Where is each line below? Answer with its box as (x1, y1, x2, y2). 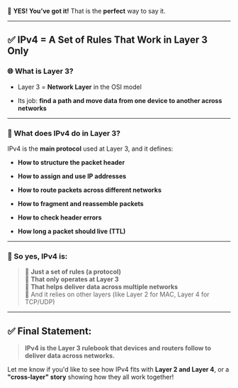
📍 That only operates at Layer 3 (24, 275, 119, 284)
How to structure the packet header (17, 158, 125, 166)
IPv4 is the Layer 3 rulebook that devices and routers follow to (24, 344, 211, 352)
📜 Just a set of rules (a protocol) (24, 267, 122, 276)
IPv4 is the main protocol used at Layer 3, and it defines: (7, 144, 174, 153)
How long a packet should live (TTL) (17, 227, 126, 235)
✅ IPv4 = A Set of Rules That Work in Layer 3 (7, 34, 208, 46)
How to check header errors (17, 213, 102, 222)
